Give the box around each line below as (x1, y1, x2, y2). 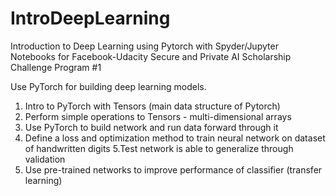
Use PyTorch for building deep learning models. (10, 80, 207, 92)
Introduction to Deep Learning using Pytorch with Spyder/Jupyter (10, 40, 279, 52)
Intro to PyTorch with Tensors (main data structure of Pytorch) (24, 100, 281, 112)
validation (24, 153, 66, 165)
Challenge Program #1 (10, 61, 102, 73)
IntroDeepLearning (10, 7, 171, 30)
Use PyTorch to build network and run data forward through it (24, 121, 279, 133)
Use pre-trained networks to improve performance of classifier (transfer (24, 163, 323, 176)
